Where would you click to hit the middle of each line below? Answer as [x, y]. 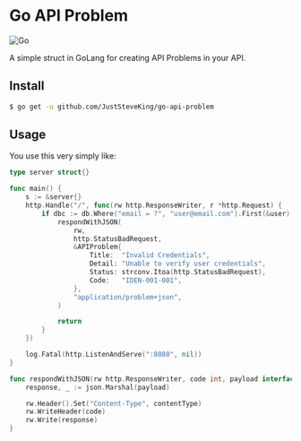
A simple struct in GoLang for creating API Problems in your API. [128, 57]
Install [27, 86]
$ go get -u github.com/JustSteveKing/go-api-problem [112, 107]
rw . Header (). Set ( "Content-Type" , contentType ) [114, 403]
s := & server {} [54, 197]
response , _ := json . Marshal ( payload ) [98, 387]
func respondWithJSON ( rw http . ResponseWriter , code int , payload [133, 379]
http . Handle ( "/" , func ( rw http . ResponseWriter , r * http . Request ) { [154, 206]
